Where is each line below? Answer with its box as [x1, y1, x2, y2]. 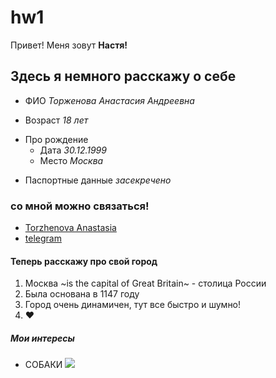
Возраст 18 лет [24, 114, 89, 126]
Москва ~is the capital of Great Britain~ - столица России [24, 277, 267, 290]
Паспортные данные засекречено [24, 174, 172, 186]
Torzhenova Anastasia [24, 222, 117, 234]
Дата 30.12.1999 [39, 144, 107, 156]
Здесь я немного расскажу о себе [10, 68, 237, 85]
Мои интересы [10, 332, 75, 344]
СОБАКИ [24, 359, 63, 371]
